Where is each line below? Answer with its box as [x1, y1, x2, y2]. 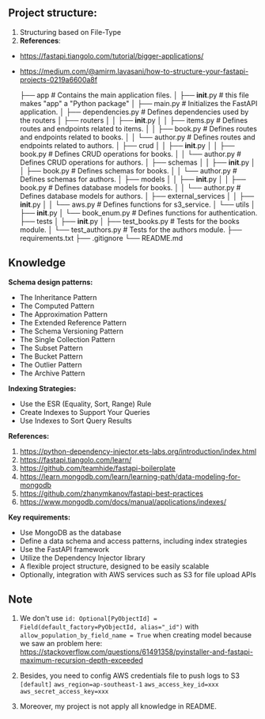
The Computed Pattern [19, 301, 95, 310]
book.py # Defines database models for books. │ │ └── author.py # [19, 182, 241, 192]
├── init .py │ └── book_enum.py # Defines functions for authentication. [19, 207, 258, 217]
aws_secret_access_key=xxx [19, 688, 109, 696]
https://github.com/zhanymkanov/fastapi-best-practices [19, 489, 204, 498]
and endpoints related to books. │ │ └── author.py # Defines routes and [19, 132, 256, 142]
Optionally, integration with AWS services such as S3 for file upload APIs [19, 569, 257, 579]
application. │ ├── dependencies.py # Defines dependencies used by [19, 107, 249, 116]
